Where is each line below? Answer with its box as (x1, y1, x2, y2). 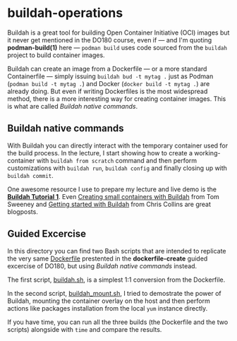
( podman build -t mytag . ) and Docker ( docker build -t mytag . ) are (7, 79, 210, 88)
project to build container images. (7, 51, 105, 59)
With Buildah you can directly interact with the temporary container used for (7, 141, 229, 150)
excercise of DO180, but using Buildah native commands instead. (7, 261, 197, 270)
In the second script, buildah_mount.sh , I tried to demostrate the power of (7, 289, 222, 297)
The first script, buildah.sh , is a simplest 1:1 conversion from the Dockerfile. (7, 275, 226, 284)
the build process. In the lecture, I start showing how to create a (7, 148, 193, 157)
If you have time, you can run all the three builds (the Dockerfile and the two (7, 318, 229, 326)
